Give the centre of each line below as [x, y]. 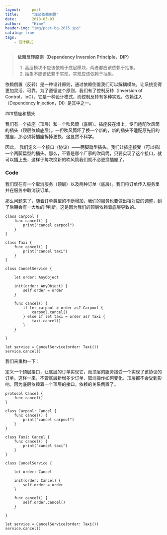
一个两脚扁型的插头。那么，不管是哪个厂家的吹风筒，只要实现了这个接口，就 [83, 153]
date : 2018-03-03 [30, 19]
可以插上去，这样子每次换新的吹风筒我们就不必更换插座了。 [66, 159]
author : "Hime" [25, 24]
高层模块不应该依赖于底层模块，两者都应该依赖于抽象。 [81, 67]
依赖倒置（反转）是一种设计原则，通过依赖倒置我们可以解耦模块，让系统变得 [83, 84]
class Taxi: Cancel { [28, 437]
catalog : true [20, 33]
